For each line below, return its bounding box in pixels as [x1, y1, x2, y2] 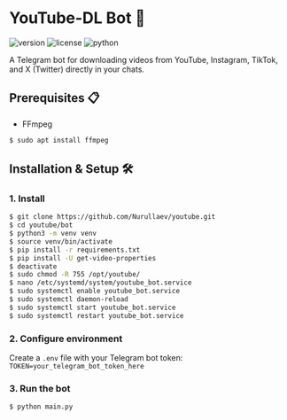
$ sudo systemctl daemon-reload [9, 295, 128, 304]
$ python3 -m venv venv [9, 229, 97, 238]
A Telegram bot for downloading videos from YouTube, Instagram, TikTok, [9, 54, 279, 65]
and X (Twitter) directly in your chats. [9, 64, 144, 74]
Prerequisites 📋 [9, 90, 100, 105]
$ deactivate [9, 261, 58, 271]
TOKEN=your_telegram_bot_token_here [9, 362, 144, 370]
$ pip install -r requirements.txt [9, 245, 141, 254]
